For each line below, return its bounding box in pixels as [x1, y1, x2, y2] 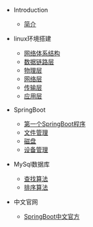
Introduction [13, 6, 49, 14]
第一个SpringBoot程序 [23, 120, 86, 128]
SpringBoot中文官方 [23, 213, 80, 220]
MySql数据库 [13, 160, 50, 168]
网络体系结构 [23, 49, 60, 57]
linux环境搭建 [13, 34, 51, 43]
